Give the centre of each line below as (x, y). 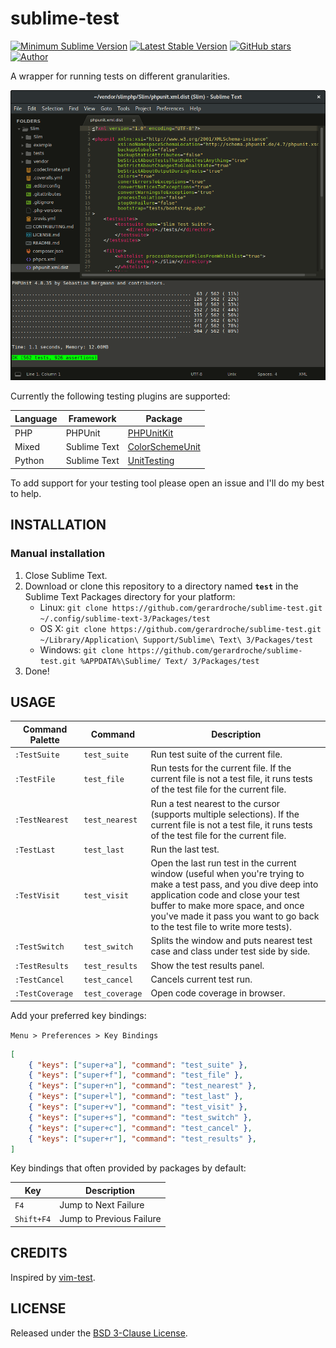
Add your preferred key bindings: (78, 1015)
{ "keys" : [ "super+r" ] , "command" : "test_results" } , (142, 1138)
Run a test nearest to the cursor (215, 803)
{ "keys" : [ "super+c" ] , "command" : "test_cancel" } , (140, 1128)
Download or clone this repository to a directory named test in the (161, 586)
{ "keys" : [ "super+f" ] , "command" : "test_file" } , (136, 1075)
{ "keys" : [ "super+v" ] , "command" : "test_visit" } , (138, 1107)
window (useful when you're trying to (227, 874)
